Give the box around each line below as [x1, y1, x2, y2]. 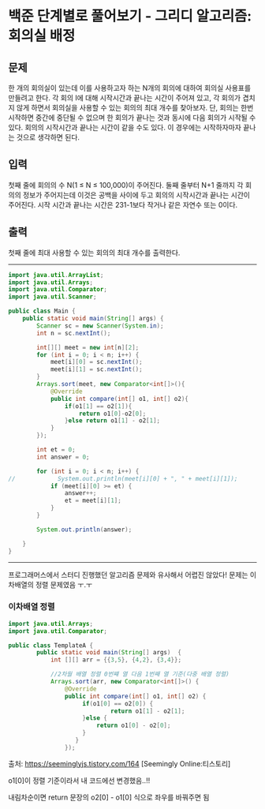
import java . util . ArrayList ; [8, 271, 104, 279]
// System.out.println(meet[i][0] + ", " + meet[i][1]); [8, 474, 238, 482]
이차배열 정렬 [8, 601, 55, 612]
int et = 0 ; [36, 446, 77, 454]
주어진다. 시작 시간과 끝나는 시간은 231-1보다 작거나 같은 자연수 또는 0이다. [8, 200, 238, 209]
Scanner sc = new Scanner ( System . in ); [36, 321, 164, 330]
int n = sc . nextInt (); [36, 329, 111, 337]
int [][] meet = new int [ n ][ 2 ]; [36, 343, 140, 351]
